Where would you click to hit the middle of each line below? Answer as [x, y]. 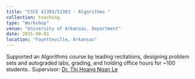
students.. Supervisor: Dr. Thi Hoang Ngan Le [62, 69]
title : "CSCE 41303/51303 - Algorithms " [58, 12]
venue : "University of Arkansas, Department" [64, 28]
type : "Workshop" [28, 23]
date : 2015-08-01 [28, 34]
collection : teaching [33, 17]
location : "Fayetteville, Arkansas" [52, 39]
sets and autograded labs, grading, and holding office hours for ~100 [91, 63]
